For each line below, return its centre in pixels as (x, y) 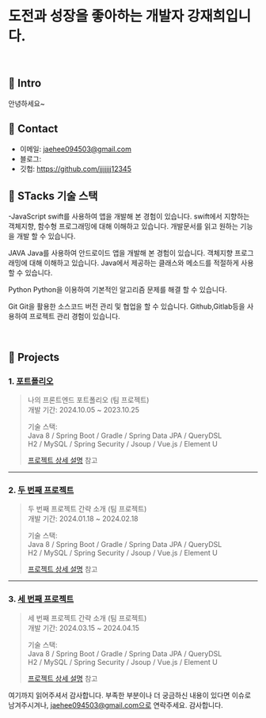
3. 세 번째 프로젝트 (41, 599)
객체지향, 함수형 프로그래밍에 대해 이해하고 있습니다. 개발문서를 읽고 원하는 (123, 226)
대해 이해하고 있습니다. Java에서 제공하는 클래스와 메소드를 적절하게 (134, 263)
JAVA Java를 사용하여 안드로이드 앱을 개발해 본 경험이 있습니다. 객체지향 (121, 253)
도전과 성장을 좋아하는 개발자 (96, 16)
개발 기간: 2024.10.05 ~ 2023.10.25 (84, 410)
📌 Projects (34, 357)
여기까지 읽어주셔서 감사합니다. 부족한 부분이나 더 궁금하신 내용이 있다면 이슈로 (130, 695)
